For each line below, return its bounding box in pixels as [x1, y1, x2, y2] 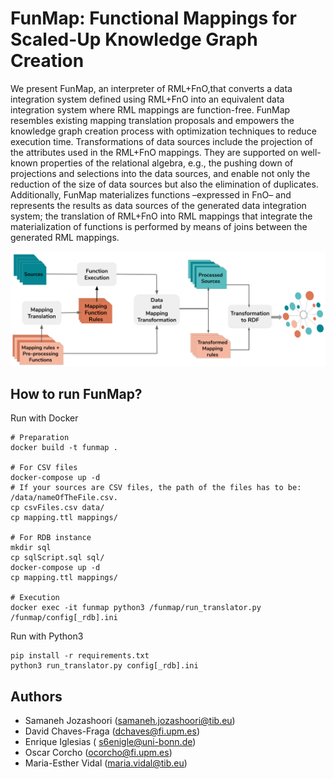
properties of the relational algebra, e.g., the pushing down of [39, 157, 294, 169]
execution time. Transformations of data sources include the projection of [10, 135, 313, 147]
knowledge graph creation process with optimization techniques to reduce [10, 125, 317, 137]
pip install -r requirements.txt [10, 651, 150, 661]
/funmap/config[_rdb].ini [10, 613, 118, 623]
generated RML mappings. [10, 231, 120, 243]
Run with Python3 [10, 630, 84, 642]
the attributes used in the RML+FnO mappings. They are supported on [10, 146, 299, 158]
